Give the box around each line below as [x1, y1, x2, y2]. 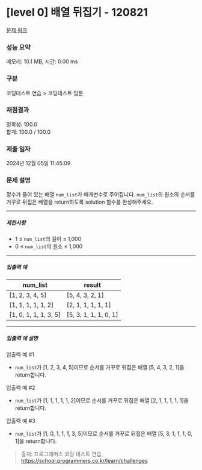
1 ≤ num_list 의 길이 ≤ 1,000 [14, 236, 82, 243]
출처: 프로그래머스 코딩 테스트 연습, [20, 450, 103, 458]
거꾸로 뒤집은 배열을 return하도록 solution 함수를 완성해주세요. [6, 198, 153, 205]
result [84, 281, 101, 289]
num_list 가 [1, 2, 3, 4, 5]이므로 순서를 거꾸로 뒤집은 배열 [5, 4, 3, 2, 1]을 [14, 364, 185, 371]
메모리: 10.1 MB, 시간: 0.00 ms [6, 58, 78, 65]
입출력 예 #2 [6, 384, 35, 392]
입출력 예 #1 [6, 351, 34, 359]
